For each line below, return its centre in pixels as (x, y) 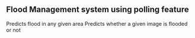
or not (13, 30)
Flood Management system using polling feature (97, 10)
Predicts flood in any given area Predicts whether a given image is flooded (97, 23)
